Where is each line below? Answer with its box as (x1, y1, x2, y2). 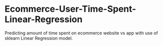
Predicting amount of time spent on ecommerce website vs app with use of (4, 30, 158, 36)
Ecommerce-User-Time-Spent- (4, 3, 137, 15)
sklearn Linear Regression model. (4, 35, 73, 41)
